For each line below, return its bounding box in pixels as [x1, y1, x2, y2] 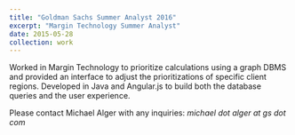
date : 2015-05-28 [9, 29, 74, 38]
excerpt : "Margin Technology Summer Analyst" [9, 21, 180, 30]
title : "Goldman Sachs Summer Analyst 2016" [9, 12, 177, 22]
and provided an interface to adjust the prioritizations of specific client [9, 72, 267, 83]
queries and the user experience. [9, 91, 131, 101]
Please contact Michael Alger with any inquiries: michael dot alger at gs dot [9, 107, 286, 118]
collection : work [9, 37, 74, 47]
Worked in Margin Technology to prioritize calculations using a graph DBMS [9, 62, 287, 73]
